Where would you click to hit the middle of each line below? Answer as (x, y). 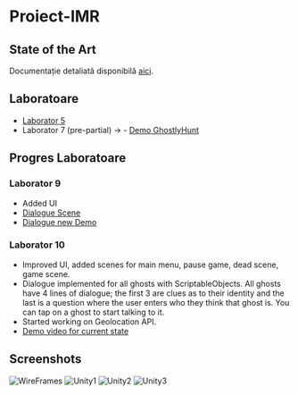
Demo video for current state (75, 331)
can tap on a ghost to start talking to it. (93, 312)
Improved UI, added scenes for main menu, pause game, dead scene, (150, 265)
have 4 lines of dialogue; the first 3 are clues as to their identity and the (153, 293)
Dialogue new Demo (59, 222)
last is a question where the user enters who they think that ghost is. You (156, 302)
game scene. (46, 273)
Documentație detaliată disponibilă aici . (82, 71)
